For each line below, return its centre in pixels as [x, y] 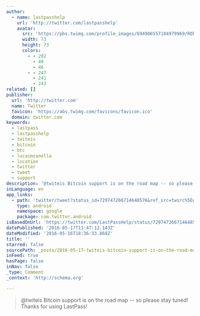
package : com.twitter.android [54, 217]
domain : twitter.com [37, 117]
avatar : [26, 28]
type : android [34, 206]
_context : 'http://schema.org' [45, 278]
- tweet [21, 173]
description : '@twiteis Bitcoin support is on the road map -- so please [100, 184]
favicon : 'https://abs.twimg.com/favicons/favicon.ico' [82, 111]
